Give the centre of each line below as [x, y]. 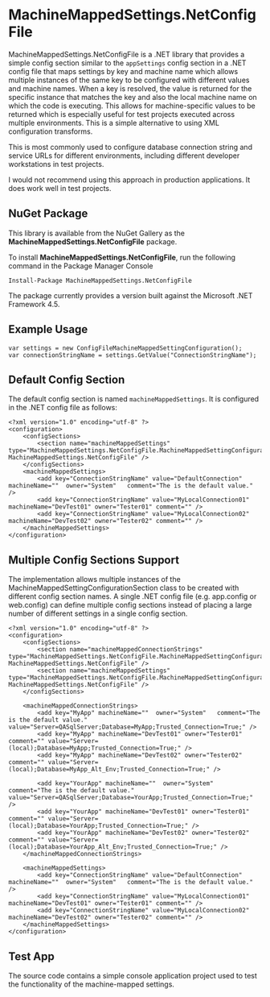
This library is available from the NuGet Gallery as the [97, 233]
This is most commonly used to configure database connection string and [131, 147]
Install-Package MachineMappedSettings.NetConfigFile [100, 280]
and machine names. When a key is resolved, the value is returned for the [130, 88]
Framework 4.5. [34, 304]
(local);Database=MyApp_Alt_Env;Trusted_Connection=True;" [109, 770]
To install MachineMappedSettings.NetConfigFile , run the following [122, 257]
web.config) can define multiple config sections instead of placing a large [130, 605]
